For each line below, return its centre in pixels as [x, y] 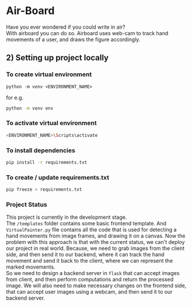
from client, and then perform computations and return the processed [90, 280]
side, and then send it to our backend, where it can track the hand [85, 255]
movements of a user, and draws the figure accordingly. [73, 39]
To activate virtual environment [52, 123]
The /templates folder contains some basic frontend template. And [86, 224]
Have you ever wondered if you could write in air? [66, 27]
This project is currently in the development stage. [67, 217]
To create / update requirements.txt [58, 177]
